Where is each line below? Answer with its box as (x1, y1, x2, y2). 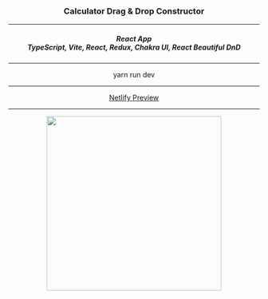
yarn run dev (112, 70, 156, 80)
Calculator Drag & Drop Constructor (63, 6, 205, 17)
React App (116, 33, 152, 43)
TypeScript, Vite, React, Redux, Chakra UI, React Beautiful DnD (27, 42, 241, 52)
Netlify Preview (108, 93, 160, 103)
